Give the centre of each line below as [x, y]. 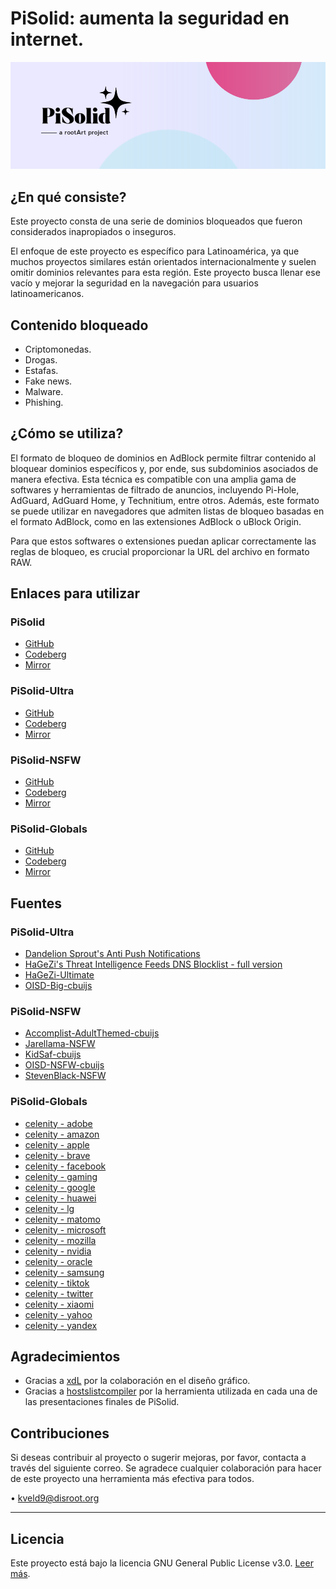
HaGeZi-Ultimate [59, 975]
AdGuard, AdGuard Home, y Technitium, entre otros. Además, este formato [165, 500]
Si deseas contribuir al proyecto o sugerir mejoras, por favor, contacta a [158, 1458]
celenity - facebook [65, 1166]
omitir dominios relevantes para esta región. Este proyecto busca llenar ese [165, 273]
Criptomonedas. [58, 349]
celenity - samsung [64, 1272]
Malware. [44, 391]
